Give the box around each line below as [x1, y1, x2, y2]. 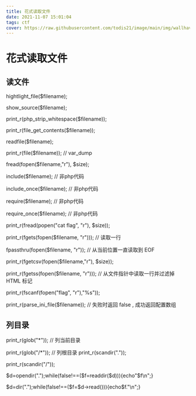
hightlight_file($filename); [6, 93, 68, 100]
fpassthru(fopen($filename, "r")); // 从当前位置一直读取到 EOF [6, 246, 155, 253]
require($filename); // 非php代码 [6, 198, 83, 205]
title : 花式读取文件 [6, 8, 51, 15]
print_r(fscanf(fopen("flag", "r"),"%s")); [6, 289, 100, 296]
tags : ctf [6, 19, 30, 25]
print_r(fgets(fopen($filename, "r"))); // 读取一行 [6, 234, 121, 241]
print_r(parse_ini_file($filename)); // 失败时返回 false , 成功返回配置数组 [6, 301, 176, 308]
